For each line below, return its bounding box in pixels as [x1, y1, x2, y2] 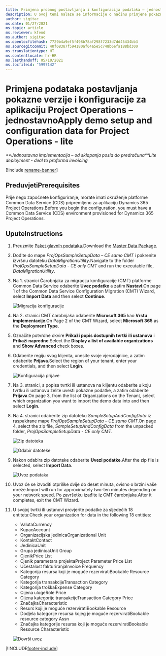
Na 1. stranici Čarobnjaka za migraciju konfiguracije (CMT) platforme [12, 277, 152, 284]
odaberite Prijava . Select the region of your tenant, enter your [12, 358, 137, 364]
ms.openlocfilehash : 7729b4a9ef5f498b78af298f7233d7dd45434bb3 [5, 39, 138, 44]
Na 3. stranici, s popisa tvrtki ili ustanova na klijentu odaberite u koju [12, 382, 151, 388]
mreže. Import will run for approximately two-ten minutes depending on [12, 486, 157, 492]
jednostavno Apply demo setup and [5, 115, 152, 126]
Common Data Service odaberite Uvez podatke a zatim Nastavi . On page [12, 283, 161, 289]
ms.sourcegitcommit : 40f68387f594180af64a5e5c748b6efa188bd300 [5, 44, 138, 49]
